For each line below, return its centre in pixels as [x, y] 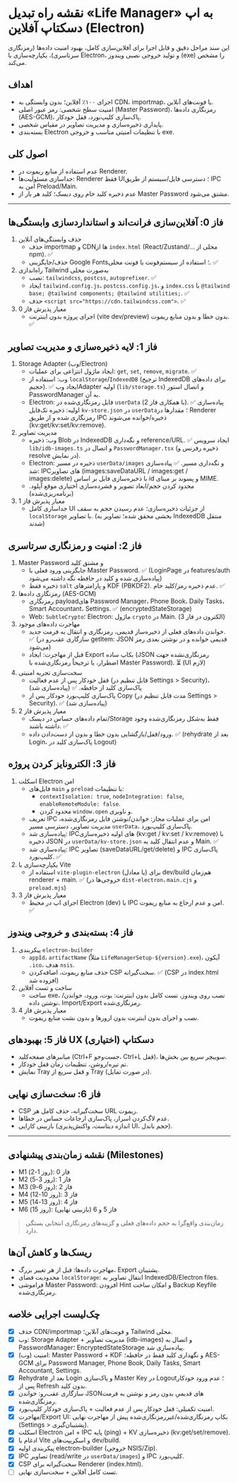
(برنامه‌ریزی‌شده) [51, 494]
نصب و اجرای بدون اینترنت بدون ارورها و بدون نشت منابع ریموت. [114, 1018]
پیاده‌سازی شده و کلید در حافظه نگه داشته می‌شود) [95, 578]
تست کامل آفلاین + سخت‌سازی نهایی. [68, 1472]
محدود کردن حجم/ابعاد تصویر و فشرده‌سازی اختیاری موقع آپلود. [112, 486]
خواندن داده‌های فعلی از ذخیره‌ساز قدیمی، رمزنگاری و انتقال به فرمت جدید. [127, 631]
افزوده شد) [44, 980]
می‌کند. [17, 62]
